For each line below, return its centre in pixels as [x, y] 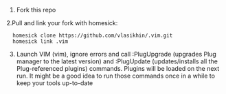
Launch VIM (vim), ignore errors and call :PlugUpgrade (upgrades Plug [116, 54]
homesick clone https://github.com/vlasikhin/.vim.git [93, 35]
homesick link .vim [41, 42]
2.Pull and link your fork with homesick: [62, 23]
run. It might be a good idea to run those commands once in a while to [116, 76]
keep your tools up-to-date [55, 83]
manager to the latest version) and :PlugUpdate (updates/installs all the [117, 61]
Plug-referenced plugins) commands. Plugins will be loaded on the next [118, 68]
